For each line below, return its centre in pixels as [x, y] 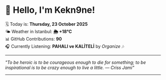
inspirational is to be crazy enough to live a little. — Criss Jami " [70, 67]
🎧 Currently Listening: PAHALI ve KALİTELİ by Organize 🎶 [65, 46]
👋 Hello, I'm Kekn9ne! [50, 10]
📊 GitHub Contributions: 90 [34, 39]
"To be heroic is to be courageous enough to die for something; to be [76, 62]
